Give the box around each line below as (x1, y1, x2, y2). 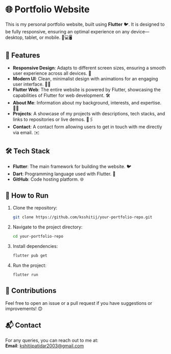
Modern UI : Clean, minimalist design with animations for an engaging (12, 75, 158, 81)
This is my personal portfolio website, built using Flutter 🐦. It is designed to (5, 21, 165, 27)
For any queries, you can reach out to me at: (5, 337, 99, 343)
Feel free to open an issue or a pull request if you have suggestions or (5, 300, 153, 306)
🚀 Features (5, 51, 40, 60)
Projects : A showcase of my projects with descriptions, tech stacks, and (12, 110, 165, 116)
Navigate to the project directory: (12, 224, 83, 230)
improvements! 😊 (5, 305, 43, 311)
